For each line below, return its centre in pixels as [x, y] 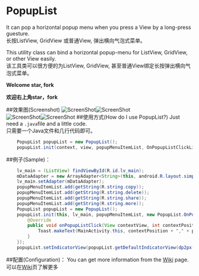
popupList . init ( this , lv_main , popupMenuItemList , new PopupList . [100, 215]
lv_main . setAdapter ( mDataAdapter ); [61, 181]
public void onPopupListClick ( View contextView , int [94, 226]
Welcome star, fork [30, 85]
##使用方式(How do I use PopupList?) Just [128, 117]
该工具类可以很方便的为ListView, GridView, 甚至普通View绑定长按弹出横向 [96, 66]
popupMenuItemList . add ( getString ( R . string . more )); [81, 203]
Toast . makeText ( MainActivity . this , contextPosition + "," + [113, 231]
